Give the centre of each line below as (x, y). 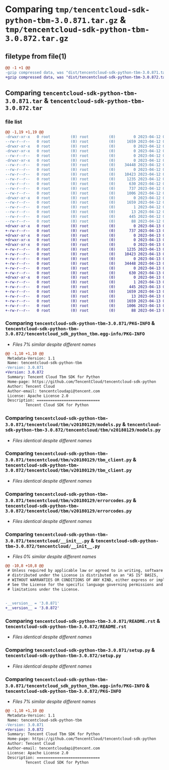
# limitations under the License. (44, 589)
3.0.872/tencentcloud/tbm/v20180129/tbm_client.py (68, 470)
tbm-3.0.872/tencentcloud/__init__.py (53, 546)
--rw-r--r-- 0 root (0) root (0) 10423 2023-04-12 (83, 174)
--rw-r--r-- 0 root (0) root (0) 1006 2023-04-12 (83, 193)
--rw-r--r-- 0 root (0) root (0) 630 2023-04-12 (83, 184)
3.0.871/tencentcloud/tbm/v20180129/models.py (63, 425)
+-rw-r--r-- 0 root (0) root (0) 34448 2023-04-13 (83, 263)
